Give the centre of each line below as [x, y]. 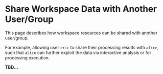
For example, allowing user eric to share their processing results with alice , [82, 47]
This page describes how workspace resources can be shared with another [81, 33]
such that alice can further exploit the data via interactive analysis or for [78, 53]
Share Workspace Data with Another [81, 9]
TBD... [12, 67]
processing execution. [27, 57]
